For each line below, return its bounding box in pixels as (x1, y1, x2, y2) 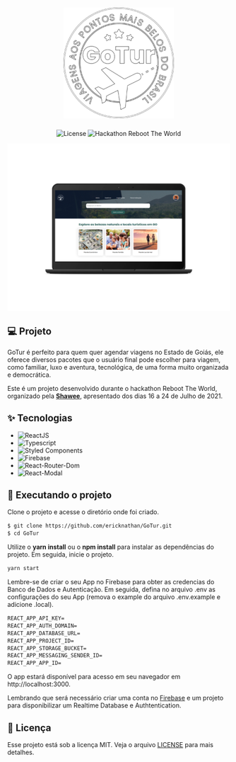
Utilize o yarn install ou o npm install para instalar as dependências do (7, 542, 214, 552)
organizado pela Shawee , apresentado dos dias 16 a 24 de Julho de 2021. (7, 392, 223, 400)
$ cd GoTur (7, 530, 40, 538)
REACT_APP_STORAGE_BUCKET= (7, 644, 87, 652)
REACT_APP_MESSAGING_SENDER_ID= (7, 652, 102, 659)
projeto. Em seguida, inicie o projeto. (7, 550, 114, 559)
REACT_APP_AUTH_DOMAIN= (7, 622, 78, 630)
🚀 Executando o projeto (7, 489, 112, 501)
